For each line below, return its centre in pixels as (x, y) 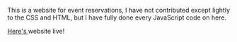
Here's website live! (36, 31)
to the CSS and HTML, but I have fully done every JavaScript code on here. (117, 17)
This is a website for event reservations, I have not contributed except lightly (119, 10)
